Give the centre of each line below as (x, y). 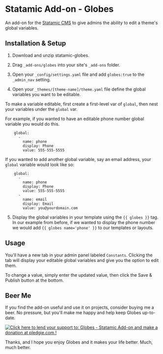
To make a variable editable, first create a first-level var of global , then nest (81, 104)
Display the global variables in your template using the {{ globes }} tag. (85, 217)
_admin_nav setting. (31, 79)
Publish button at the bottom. (34, 280)
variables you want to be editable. (46, 94)
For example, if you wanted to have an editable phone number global (75, 119)
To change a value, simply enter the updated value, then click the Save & (79, 275)
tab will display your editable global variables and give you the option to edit (82, 260)
